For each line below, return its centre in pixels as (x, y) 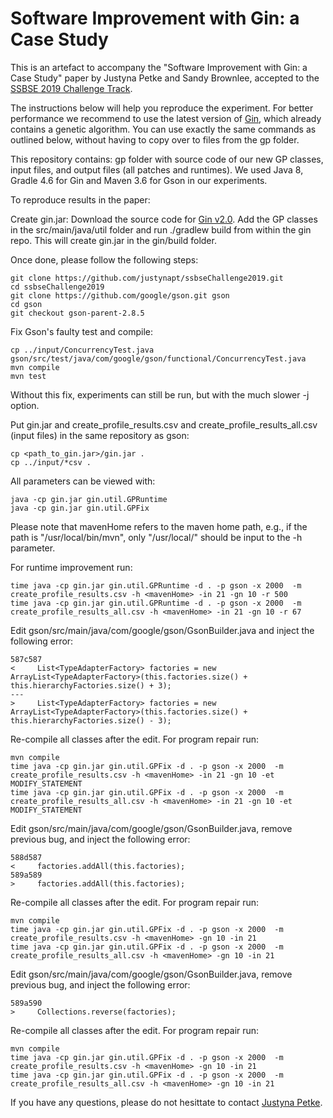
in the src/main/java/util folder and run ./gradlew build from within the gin (161, 229)
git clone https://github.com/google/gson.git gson (120, 295)
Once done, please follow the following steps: (104, 259)
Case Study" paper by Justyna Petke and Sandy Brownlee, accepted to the (165, 78)
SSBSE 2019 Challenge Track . (71, 88)
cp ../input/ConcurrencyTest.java (82, 350)
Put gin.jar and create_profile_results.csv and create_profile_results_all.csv (164, 424)
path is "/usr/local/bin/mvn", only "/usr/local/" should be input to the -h (156, 537)
